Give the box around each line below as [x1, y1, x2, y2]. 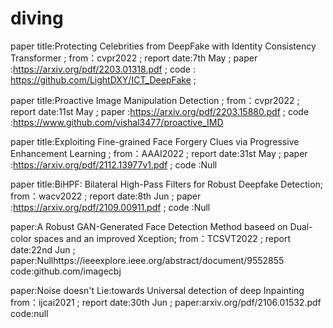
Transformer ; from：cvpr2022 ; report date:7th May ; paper [10, 52, 258, 64]
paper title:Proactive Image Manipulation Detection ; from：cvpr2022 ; [10, 94, 300, 106]
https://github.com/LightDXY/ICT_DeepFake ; [10, 73, 197, 86]
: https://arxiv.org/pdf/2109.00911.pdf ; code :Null [10, 201, 211, 213]
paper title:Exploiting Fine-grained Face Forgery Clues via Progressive [10, 135, 300, 147]
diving [10, 7, 64, 30]
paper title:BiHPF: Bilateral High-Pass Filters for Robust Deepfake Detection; [10, 178, 324, 190]
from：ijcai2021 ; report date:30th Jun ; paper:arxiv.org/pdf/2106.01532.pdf [10, 296, 322, 308]
